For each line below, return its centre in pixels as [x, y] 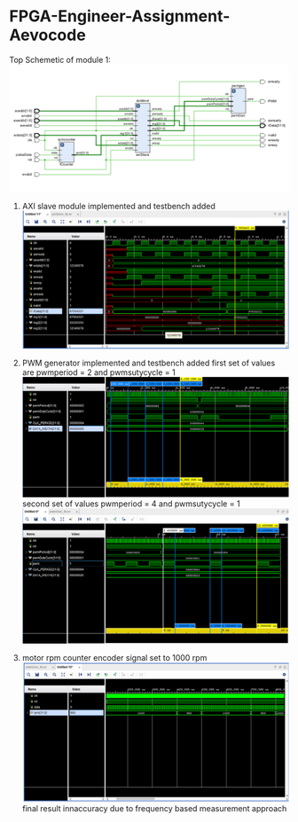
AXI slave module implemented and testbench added [118, 207]
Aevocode [47, 35]
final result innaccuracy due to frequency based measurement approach [154, 808]
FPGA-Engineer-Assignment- [120, 16]
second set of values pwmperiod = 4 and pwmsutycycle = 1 [131, 504]
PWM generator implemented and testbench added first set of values [149, 363]
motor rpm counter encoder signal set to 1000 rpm [114, 658]
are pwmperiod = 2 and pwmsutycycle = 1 [98, 372]
